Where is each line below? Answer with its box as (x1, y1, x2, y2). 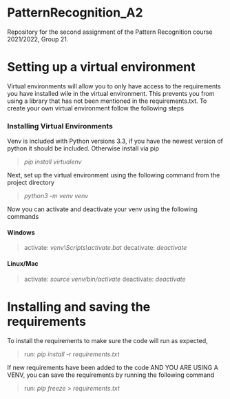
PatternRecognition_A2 (7, 5, 143, 21)
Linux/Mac (7, 259, 39, 267)
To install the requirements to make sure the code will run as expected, (7, 336, 208, 344)
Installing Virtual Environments (7, 121, 114, 130)
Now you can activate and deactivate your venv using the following (7, 205, 198, 213)
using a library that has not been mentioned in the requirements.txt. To (7, 97, 207, 105)
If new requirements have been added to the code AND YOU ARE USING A (7, 363, 218, 371)
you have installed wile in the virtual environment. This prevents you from (7, 89, 215, 97)
